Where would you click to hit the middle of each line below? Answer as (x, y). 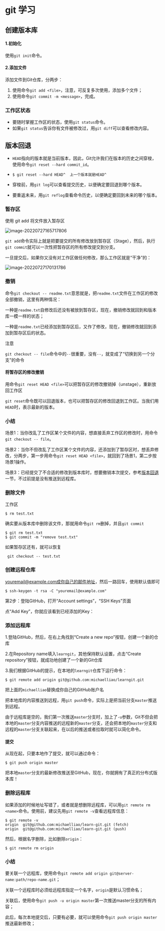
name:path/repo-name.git (31, 879)
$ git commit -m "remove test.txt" (42, 537)
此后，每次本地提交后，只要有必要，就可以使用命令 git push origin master (81, 917)
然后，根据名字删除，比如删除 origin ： (44, 839)
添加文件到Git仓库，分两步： (34, 79)
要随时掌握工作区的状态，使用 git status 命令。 (60, 122)
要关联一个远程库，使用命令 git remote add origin (56, 873)
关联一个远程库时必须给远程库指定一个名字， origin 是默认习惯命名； (74, 890)
